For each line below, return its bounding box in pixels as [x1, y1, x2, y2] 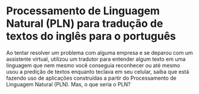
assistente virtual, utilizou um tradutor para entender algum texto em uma [6, 55, 186, 62]
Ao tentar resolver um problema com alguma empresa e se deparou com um [6, 49, 193, 56]
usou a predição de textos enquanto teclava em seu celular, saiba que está [6, 68, 189, 75]
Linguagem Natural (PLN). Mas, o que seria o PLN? [6, 80, 131, 87]
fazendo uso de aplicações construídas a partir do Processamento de [6, 74, 177, 82]
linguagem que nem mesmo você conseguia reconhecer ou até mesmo [6, 61, 181, 69]
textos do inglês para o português [6, 30, 176, 43]
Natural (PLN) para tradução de [6, 17, 163, 30]
